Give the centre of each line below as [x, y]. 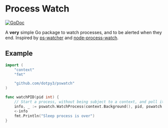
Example [19, 53]
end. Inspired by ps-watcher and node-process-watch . [62, 38]
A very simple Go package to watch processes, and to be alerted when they [84, 32]
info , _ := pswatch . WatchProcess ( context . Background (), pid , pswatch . [89, 106]
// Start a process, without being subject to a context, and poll [86, 102]
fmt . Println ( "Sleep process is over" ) [54, 116]
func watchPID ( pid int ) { [32, 97]
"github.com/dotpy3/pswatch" [44, 83]
